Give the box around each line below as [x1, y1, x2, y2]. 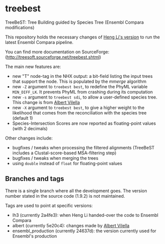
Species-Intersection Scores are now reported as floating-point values [12, 120, 156, 126]
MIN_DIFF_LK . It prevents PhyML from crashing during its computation [12, 89, 153, 95]
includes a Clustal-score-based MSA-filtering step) [12, 150, 117, 156]
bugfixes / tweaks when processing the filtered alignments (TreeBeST [12, 144, 155, 150]
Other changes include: [5, 135, 53, 141]
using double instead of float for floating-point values [12, 160, 123, 166]
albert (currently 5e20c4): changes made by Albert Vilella [12, 222, 130, 228]
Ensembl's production [12, 233, 57, 239]
